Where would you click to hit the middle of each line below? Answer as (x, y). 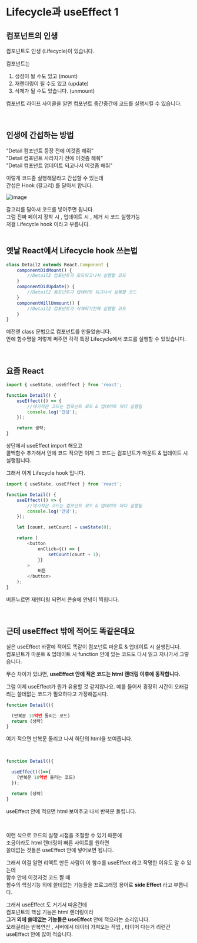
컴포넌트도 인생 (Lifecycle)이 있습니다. (50, 51)
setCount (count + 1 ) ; (74, 554)
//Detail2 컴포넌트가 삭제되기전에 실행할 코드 (77, 309)
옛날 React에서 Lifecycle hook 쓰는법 (72, 251)
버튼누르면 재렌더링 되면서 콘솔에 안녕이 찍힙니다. (63, 599)
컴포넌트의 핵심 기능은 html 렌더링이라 (50, 912)
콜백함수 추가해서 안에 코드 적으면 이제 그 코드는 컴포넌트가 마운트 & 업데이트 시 (97, 453)
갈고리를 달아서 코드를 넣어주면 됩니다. (50, 209)
